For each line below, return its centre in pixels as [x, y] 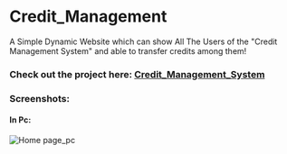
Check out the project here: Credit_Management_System [137, 74]
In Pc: [20, 120]
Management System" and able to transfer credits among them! [128, 50]
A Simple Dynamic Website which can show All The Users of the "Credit [143, 41]
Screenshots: [40, 98]
